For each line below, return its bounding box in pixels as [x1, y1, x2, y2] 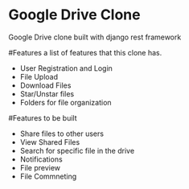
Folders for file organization [19, 97, 112, 107]
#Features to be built [8, 113, 77, 122]
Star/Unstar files [19, 88, 75, 98]
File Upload [19, 72, 59, 81]
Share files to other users [19, 129, 105, 138]
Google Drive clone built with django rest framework [8, 32, 182, 42]
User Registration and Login [19, 63, 113, 73]
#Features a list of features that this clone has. [8, 47, 162, 57]
